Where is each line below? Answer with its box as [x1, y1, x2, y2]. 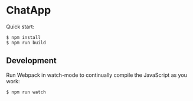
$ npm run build [6, 40, 46, 45]
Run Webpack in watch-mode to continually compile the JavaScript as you [6, 71, 188, 79]
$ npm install [6, 34, 41, 40]
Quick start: [6, 23, 34, 30]
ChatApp [6, 4, 51, 17]
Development [6, 56, 57, 66]
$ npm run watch [6, 89, 46, 95]
